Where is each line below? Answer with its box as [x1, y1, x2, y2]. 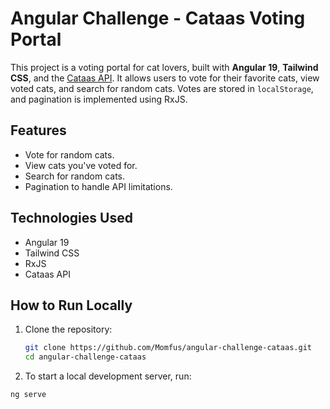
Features [10, 122, 67, 139]
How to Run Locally [10, 297, 133, 314]
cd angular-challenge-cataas [24, 352, 147, 362]
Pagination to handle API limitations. [24, 180, 173, 192]
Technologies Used [10, 210, 133, 227]
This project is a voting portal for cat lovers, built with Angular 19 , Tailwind [10, 61, 319, 73]
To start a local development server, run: [24, 370, 192, 382]
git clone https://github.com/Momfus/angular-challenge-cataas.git [24, 343, 312, 353]
